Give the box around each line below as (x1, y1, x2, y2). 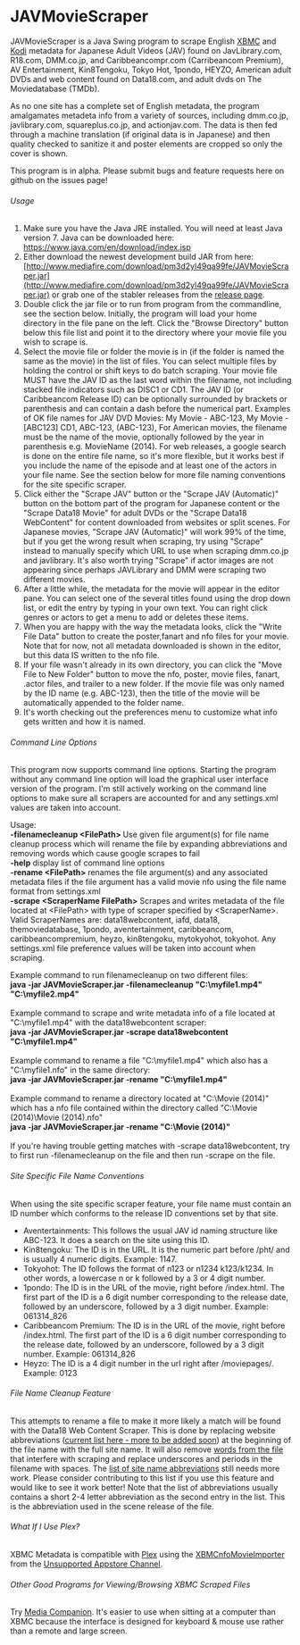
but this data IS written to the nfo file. (22, 650, 160, 661)
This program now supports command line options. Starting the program (10, 764, 277, 775)
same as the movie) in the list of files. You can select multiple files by (22, 355, 278, 367)
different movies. (22, 574, 86, 585)
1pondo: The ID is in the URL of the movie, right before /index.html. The (22, 1282, 285, 1292)
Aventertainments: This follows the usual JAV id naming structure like (22, 1225, 278, 1236)
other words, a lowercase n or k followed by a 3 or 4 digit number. (22, 1273, 266, 1283)
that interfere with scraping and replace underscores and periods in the (10, 1453, 273, 1464)
